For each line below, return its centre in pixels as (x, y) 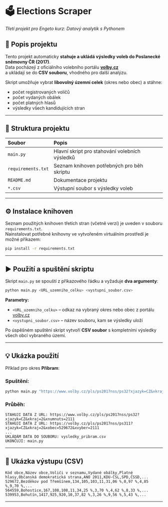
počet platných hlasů (34, 103)
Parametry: (17, 300)
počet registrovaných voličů (41, 92)
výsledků (64, 157)
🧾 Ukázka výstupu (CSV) (44, 461)
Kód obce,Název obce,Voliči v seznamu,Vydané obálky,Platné (69, 473)
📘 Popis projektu (31, 44)
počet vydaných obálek (36, 97)
